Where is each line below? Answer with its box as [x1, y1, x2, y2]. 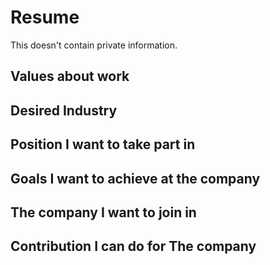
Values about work [10, 68, 130, 85]
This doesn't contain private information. [10, 39, 178, 51]
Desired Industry [10, 102, 118, 119]
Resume [10, 6, 80, 29]
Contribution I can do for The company [10, 238, 257, 255]
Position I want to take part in [10, 136, 196, 153]
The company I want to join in [10, 204, 197, 221]
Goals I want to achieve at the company [10, 170, 261, 187]
